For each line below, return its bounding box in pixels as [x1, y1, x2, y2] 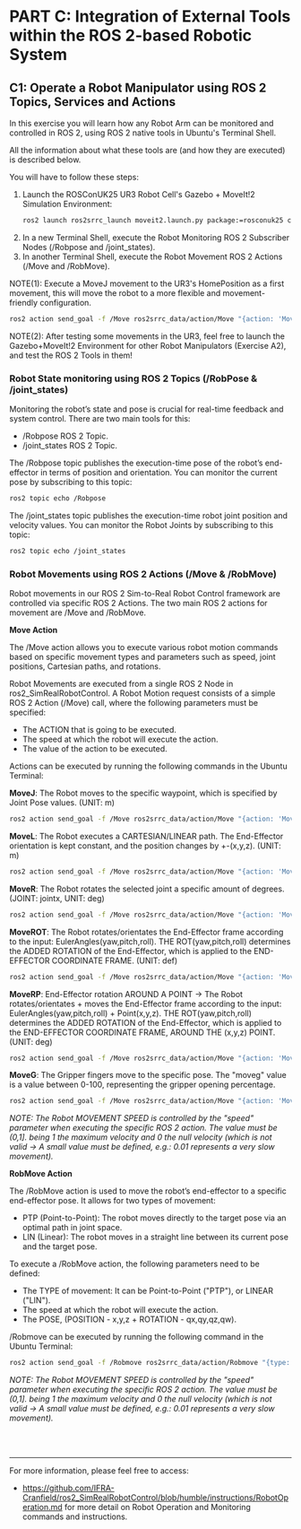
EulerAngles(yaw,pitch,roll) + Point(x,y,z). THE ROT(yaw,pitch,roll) [9, 1007, 253, 1019]
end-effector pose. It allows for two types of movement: [9, 1195, 217, 1206]
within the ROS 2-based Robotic [9, 25, 253, 46]
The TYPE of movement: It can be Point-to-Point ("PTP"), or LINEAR [21, 1285, 274, 1297]
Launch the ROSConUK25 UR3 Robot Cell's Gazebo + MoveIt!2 [21, 189, 255, 199]
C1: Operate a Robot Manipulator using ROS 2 [9, 80, 267, 95]
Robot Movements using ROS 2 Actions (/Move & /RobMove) [9, 568, 278, 580]
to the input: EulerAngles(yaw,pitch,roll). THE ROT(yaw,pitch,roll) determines [9, 935, 291, 947]
